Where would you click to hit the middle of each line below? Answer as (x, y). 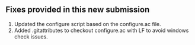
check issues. (31, 36)
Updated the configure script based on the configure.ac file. (87, 24)
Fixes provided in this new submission (78, 10)
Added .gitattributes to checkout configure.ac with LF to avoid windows (101, 30)
